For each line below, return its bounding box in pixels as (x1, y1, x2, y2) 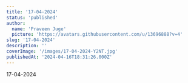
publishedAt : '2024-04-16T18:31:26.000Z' (6, 54, 113, 60)
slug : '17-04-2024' (6, 37, 56, 43)
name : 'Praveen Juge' (12, 25, 67, 32)
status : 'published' (6, 15, 59, 21)
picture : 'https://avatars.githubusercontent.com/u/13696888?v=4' (12, 32, 183, 38)
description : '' (6, 43, 47, 49)
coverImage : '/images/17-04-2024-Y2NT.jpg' (6, 48, 118, 55)
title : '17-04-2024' (6, 8, 59, 15)
